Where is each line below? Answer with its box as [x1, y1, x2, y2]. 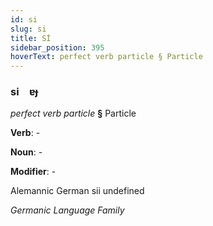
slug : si [10, 24, 47, 34]
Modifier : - [10, 166, 57, 178]
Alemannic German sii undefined [10, 185, 145, 197]
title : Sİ [10, 33, 52, 43]
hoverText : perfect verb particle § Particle [10, 52, 203, 62]
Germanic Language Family [10, 204, 125, 216]
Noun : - [10, 146, 43, 158]
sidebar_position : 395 [10, 42, 105, 53]
